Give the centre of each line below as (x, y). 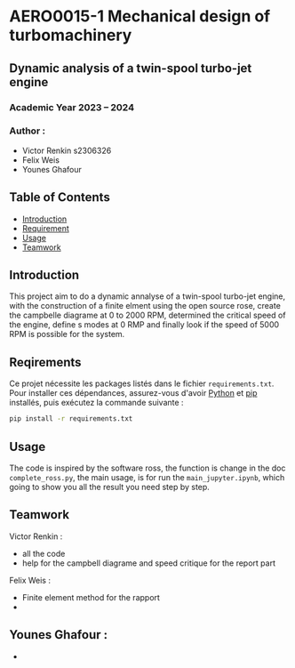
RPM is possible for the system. (67, 334)
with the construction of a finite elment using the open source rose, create (145, 306)
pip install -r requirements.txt (71, 419)
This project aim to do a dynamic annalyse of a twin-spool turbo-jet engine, (147, 296)
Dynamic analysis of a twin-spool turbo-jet (131, 68)
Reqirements (45, 362)
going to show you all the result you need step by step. (110, 487)
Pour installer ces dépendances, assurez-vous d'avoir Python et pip (133, 393)
